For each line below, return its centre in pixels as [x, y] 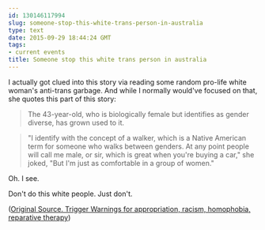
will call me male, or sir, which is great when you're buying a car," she [141, 154]
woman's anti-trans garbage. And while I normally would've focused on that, [133, 90]
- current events [37, 52]
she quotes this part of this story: [62, 99]
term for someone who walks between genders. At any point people [138, 146]
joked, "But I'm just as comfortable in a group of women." [121, 163]
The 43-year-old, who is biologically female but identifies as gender [138, 114]
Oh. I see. [24, 178]
